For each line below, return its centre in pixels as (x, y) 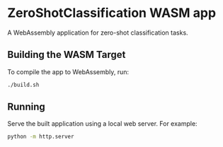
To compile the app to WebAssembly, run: (68, 71)
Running (27, 107)
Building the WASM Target (67, 55)
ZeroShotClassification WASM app (112, 13)
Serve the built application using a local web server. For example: (102, 124)
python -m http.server (41, 137)
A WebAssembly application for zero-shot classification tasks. (98, 33)
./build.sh (23, 85)
